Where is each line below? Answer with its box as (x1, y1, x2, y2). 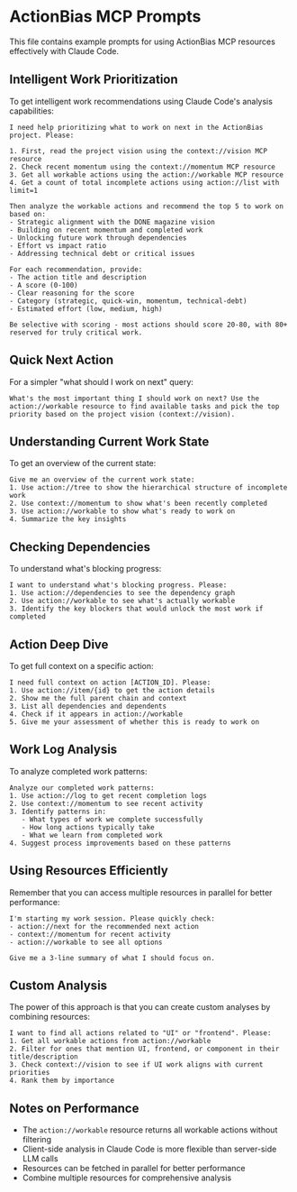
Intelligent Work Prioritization (9, 72, 178, 87)
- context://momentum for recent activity (9, 930, 171, 939)
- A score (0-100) (9, 280, 78, 289)
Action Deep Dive (9, 637, 109, 652)
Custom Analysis (9, 978, 108, 994)
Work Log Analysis (9, 742, 118, 757)
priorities (9, 1068, 50, 1077)
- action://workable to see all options (9, 938, 164, 947)
